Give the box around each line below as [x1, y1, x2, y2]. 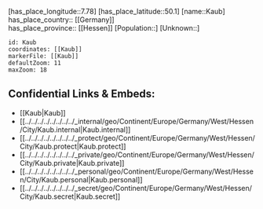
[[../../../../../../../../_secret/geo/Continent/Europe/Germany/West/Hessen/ [19, 183, 253, 192]
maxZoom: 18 [8, 66, 47, 74]
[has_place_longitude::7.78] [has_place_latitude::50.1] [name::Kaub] [8, 7, 225, 16]
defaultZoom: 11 [8, 59, 61, 67]
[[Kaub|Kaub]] [19, 108, 66, 117]
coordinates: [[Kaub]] [8, 46, 82, 53]
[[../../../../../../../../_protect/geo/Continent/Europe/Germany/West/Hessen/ [19, 133, 255, 142]
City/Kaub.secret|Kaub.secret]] [19, 192, 121, 201]
